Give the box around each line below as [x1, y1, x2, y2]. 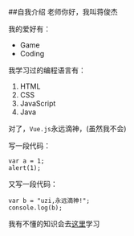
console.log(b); [8, 204, 63, 212]
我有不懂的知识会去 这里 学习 [8, 219, 100, 228]
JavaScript [19, 99, 56, 108]
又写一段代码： [8, 180, 58, 188]
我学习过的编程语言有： [8, 65, 86, 75]
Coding [19, 49, 45, 58]
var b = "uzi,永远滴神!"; [8, 197, 91, 205]
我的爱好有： [8, 24, 51, 34]
